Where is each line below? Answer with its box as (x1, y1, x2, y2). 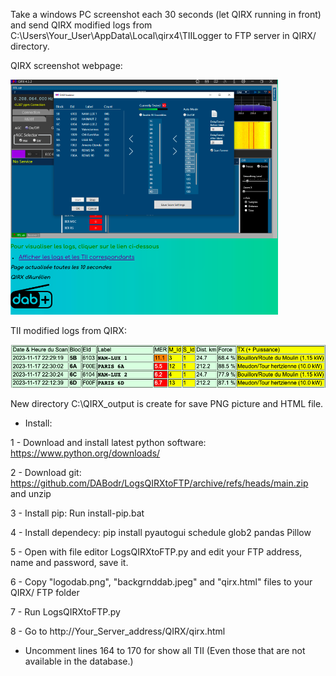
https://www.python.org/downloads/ (10, 447, 161, 459)
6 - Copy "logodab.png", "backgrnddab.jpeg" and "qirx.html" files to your (10, 575, 313, 588)
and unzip (10, 487, 52, 499)
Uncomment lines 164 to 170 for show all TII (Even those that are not (24, 644, 306, 656)
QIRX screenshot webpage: (10, 60, 123, 71)
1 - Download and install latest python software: (10, 436, 207, 448)
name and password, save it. (10, 556, 129, 568)
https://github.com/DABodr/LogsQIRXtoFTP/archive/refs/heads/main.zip (10, 477, 309, 489)
